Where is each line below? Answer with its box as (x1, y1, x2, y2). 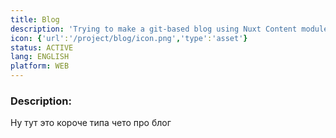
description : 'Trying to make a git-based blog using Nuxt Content (10, 24, 298, 34)
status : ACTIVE (10, 42, 74, 53)
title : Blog (10, 14, 60, 25)
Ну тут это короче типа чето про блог (10, 117, 172, 129)
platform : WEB (10, 61, 70, 71)
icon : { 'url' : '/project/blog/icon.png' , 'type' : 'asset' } (10, 33, 248, 43)
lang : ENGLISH (10, 52, 70, 62)
